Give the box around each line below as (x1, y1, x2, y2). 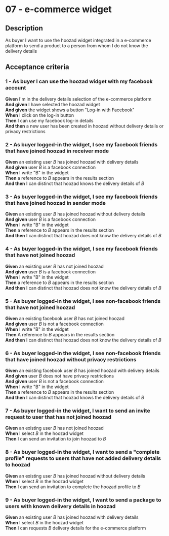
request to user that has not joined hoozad (5, 414, 112, 421)
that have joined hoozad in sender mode (5, 199, 106, 206)
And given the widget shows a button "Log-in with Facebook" (5, 107, 135, 113)
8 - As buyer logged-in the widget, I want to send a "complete (5, 449, 160, 456)
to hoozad (5, 461, 30, 468)
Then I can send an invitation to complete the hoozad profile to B (5, 484, 141, 490)
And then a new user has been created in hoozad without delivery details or (5, 123, 164, 129)
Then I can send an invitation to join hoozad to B (5, 436, 106, 442)
